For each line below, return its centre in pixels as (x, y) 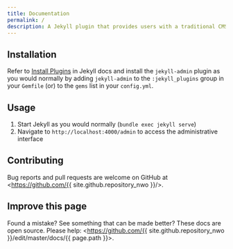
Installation (32, 54)
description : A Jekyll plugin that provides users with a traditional (111, 26)
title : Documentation (38, 13)
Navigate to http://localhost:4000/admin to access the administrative (118, 131)
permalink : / (26, 20)
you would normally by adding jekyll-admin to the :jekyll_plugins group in (115, 79)
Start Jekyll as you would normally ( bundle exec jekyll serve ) (106, 124)
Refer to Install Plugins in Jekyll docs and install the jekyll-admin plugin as (114, 71)
